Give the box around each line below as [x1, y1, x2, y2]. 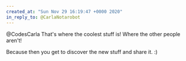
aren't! [6, 37, 22, 44]
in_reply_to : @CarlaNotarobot [6, 14, 81, 20]
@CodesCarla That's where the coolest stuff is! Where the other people [6, 30, 181, 37]
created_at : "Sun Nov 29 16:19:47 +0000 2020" [6, 8, 123, 15]
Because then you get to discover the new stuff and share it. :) [6, 48, 158, 55]
